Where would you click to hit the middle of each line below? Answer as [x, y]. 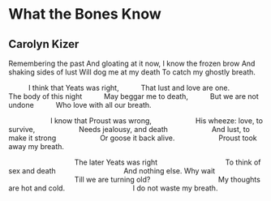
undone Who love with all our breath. [80, 105]
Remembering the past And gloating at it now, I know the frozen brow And [132, 63]
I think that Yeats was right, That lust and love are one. [129, 88]
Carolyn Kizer [44, 44]
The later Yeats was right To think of [168, 162]
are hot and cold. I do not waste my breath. [113, 188]
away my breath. [37, 146]
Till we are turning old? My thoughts [168, 180]
